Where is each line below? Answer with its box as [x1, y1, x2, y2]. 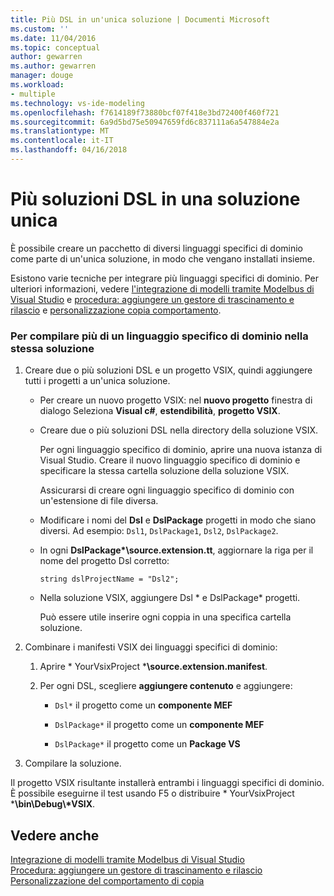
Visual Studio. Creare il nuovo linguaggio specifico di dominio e [39, 454, 301, 466]
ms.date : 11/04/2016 [10, 33, 97, 43]
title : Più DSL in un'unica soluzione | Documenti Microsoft [10, 14, 271, 25]
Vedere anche [10, 827, 100, 844]
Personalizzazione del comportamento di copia [10, 874, 205, 886]
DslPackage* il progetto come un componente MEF [54, 719, 265, 731]
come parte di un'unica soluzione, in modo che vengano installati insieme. [10, 252, 316, 265]
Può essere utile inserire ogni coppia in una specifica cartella [39, 611, 292, 623]
